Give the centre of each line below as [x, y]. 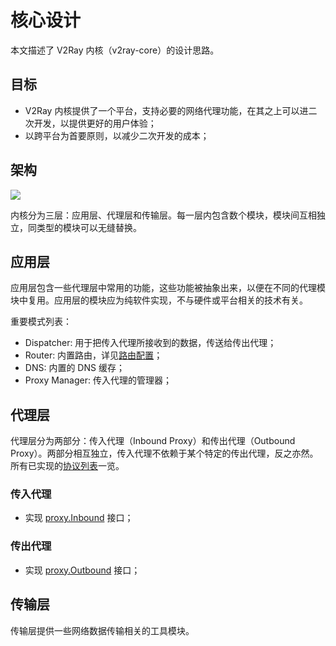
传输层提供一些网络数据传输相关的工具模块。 [102, 630]
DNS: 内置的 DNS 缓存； [74, 368]
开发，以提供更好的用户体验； [95, 123]
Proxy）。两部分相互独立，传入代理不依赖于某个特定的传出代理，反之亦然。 [164, 453]
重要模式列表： [41, 322]
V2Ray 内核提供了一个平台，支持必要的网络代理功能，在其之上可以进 [166, 110]
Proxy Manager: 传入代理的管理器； [98, 380]
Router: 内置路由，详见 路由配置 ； [93, 355]
